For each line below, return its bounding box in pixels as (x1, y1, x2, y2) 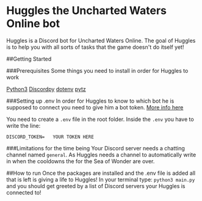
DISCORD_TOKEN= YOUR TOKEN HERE (6, 134, 95, 140)
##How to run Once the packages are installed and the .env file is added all (6, 169, 196, 177)
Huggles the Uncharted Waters (6, 4, 167, 18)
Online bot (6, 16, 60, 31)
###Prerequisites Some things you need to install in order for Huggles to (6, 67, 189, 74)
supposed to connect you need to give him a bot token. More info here (6, 103, 184, 111)
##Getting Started (6, 55, 52, 62)
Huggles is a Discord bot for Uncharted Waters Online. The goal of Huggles (6, 37, 196, 44)
